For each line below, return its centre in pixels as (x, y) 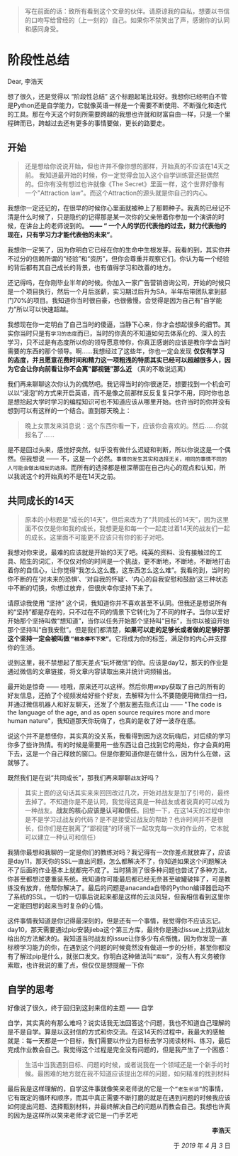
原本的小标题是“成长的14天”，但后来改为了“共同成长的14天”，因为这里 (126, 519)
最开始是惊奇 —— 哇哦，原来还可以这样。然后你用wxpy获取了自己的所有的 (116, 686)
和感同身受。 (43, 29)
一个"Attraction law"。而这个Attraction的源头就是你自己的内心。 (118, 193)
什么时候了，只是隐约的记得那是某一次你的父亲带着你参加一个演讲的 (119, 217)
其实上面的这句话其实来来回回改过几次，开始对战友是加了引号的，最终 (127, 793)
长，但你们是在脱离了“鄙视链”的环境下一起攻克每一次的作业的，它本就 (127, 828)
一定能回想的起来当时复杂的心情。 (57, 905)
